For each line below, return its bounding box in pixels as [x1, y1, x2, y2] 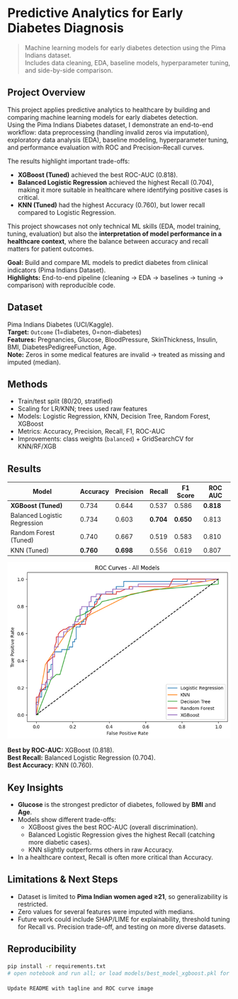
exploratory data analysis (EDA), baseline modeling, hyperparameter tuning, [7, 135, 229, 144]
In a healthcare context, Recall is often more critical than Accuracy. [17, 852, 214, 862]
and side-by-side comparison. [24, 66, 113, 74]
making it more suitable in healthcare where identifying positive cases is [17, 186, 229, 194]
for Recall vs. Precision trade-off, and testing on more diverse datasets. [17, 922, 226, 931]
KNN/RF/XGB [17, 442, 57, 451]
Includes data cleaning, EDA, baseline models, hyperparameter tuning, [24, 58, 231, 67]
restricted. [17, 900, 48, 908]
